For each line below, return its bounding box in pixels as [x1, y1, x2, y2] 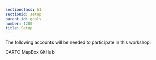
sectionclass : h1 [5, 7, 42, 12]
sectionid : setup [5, 12, 42, 17]
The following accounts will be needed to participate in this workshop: [5, 39, 151, 45]
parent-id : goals [5, 16, 42, 21]
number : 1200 [5, 21, 33, 26]
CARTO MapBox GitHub [5, 49, 55, 55]
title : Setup [5, 26, 33, 31]
